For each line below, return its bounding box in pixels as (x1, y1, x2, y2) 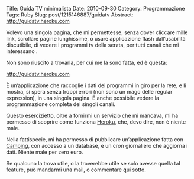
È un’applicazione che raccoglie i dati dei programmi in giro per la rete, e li (6, 82, 186, 89)
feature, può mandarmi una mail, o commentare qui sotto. (6, 166, 147, 173)
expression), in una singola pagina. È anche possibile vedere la (6, 94, 160, 101)
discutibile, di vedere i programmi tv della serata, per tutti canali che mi (6, 41, 179, 48)
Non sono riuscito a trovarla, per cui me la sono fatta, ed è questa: (6, 59, 167, 66)
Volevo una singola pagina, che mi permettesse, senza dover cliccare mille (6, 29, 188, 36)
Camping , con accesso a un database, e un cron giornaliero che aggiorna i (6, 142, 188, 149)
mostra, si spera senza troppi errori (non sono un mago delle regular (6, 88, 173, 95)
